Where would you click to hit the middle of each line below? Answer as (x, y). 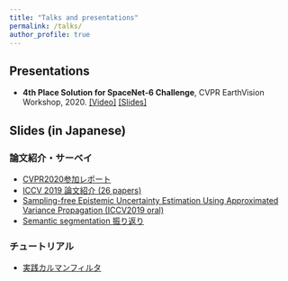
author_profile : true (50, 34)
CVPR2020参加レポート (67, 179)
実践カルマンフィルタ (62, 267)
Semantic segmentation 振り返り (83, 221)
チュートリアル (42, 246)
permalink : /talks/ (46, 26)
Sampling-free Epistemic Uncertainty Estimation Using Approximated (150, 200)
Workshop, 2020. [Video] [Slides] (84, 102)
